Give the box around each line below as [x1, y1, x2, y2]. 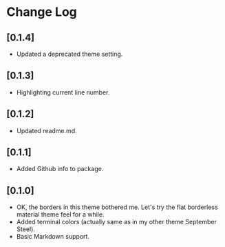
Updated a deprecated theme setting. [16, 50, 123, 58]
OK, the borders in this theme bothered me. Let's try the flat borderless [16, 203, 218, 211]
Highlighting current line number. [16, 88, 110, 97]
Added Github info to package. [16, 165, 104, 173]
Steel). [16, 225, 36, 233]
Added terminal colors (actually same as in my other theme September [16, 218, 217, 226]
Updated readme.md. [16, 126, 77, 135]
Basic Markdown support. [16, 233, 90, 241]
